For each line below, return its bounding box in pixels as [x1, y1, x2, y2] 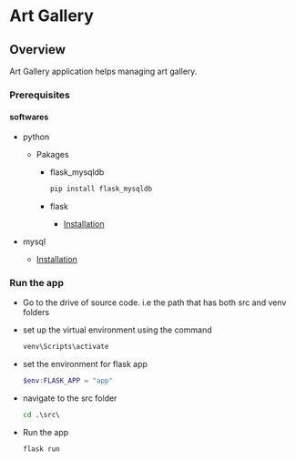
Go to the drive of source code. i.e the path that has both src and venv [22, 297, 287, 308]
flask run [22, 444, 61, 454]
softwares [9, 111, 49, 122]
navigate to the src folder [22, 393, 117, 404]
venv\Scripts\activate [22, 343, 109, 352]
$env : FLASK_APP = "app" [22, 376, 114, 385]
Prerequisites [9, 88, 70, 101]
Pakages [36, 149, 70, 160]
